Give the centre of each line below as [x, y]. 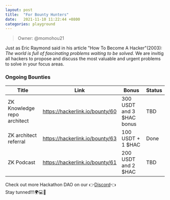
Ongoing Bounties [28, 77]
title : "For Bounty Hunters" [37, 15]
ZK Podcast [22, 162]
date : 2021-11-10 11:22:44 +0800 [43, 19]
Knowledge [21, 108]
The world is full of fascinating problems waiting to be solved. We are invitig [84, 53]
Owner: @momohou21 [41, 38]
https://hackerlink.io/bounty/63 [80, 138]
